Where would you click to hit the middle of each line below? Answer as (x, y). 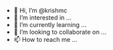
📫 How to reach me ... (45, 40)
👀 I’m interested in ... (42, 18)
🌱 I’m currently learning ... (50, 25)
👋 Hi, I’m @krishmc (40, 10)
